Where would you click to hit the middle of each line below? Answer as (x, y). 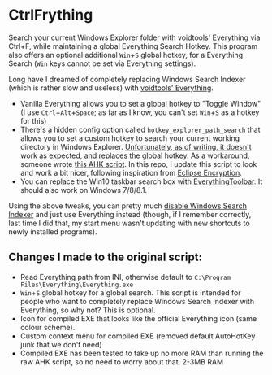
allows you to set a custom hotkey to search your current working (130, 138)
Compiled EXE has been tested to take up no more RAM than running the (142, 353)
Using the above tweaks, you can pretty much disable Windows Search (128, 206)
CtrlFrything (51, 15)
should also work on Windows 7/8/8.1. (84, 190)
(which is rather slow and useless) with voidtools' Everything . (111, 88)
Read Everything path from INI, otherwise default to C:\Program (125, 277)
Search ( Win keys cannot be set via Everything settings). (102, 63)
